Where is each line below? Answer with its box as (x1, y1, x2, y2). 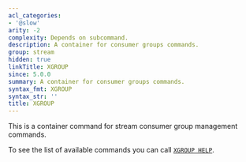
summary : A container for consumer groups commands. (8, 77, 185, 85)
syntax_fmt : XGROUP (8, 85, 73, 93)
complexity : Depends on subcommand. (8, 33, 129, 42)
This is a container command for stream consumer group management (8, 122, 238, 131)
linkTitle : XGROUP (8, 63, 69, 71)
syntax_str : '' (8, 92, 58, 100)
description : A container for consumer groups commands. (8, 41, 199, 49)
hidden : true (8, 56, 51, 64)
